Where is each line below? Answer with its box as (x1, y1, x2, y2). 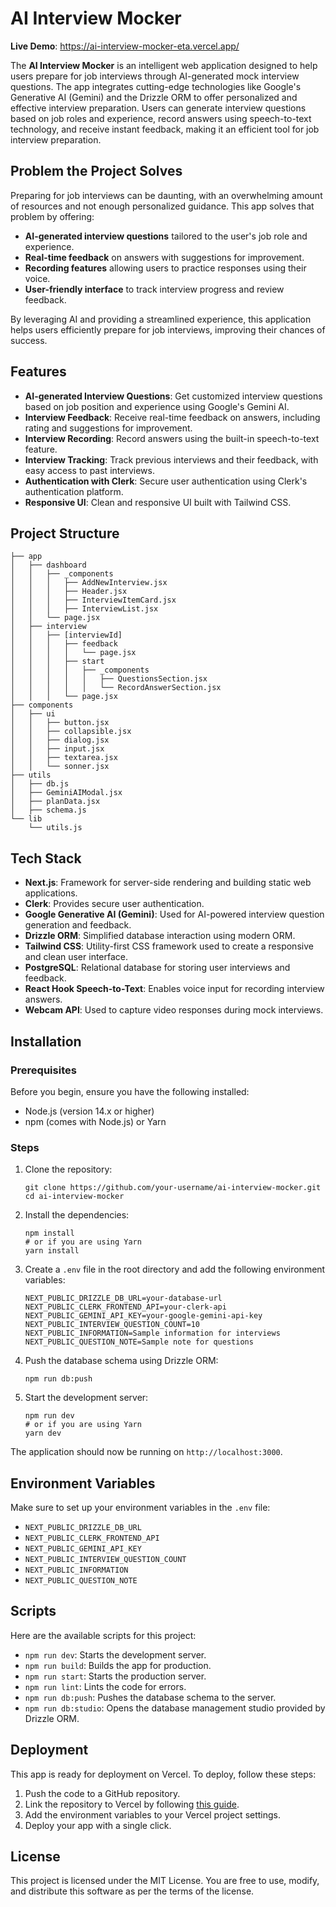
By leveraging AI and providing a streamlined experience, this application (10, 313, 312, 325)
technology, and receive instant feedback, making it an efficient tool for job (10, 123, 320, 135)
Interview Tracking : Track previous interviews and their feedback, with (24, 453, 319, 466)
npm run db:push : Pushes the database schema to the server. (24, 1691, 277, 1703)
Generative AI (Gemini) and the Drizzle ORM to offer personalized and (10, 91, 298, 103)
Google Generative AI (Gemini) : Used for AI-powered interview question (24, 908, 325, 921)
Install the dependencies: (24, 1209, 130, 1221)
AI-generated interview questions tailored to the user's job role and (24, 230, 308, 242)
